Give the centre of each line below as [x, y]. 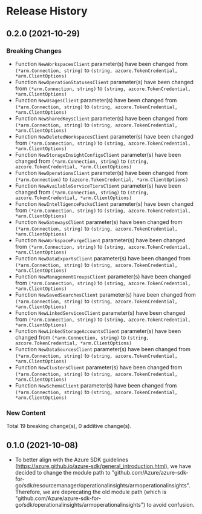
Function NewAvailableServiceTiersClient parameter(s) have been [98, 185]
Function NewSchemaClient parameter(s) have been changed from [96, 385]
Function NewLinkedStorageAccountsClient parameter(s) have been [98, 331]
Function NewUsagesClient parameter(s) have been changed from [96, 100]
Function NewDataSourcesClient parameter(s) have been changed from [103, 349]
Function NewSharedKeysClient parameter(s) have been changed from [101, 118]
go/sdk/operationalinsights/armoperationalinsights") [80, 504]
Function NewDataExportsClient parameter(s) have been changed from [103, 258]
